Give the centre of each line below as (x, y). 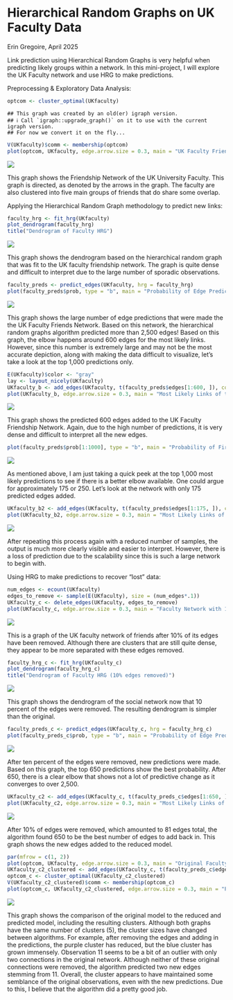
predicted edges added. (42, 496)
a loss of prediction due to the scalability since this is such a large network (114, 556)
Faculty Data (44, 27)
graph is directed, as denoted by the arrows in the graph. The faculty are (111, 184)
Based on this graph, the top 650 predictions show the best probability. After (116, 769)
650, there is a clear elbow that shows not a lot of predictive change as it (111, 776)
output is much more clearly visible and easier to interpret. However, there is (116, 549)
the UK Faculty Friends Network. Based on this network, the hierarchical (110, 325)
